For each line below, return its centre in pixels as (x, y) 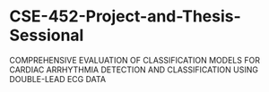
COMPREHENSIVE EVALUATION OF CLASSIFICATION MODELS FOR (134, 60)
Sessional (47, 35)
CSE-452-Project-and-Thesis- (126, 17)
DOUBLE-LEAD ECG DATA (57, 79)
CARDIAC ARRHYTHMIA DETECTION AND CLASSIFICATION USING (134, 70)
